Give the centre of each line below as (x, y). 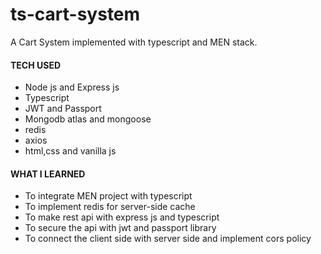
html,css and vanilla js (70, 151)
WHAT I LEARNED (48, 174)
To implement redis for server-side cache (110, 207)
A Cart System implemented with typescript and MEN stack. (134, 42)
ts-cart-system (75, 14)
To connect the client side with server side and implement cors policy (168, 239)
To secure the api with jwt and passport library (120, 228)
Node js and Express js (72, 87)
